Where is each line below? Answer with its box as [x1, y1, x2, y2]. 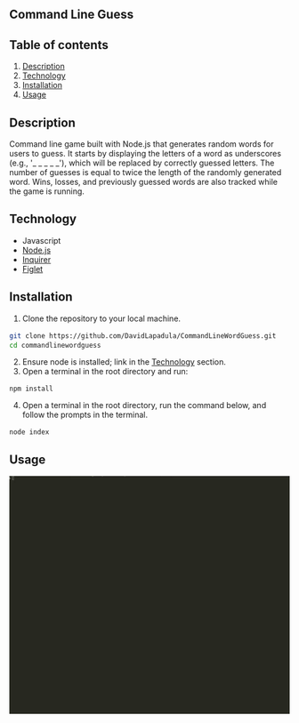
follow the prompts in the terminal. [21, 409, 149, 421]
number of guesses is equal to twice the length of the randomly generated [9, 167, 282, 178]
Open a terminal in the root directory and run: [21, 366, 189, 377]
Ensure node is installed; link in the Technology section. [21, 357, 227, 367]
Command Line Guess [9, 7, 134, 22]
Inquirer [21, 253, 52, 265]
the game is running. [9, 186, 85, 197]
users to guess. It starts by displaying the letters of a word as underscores [9, 149, 282, 159]
